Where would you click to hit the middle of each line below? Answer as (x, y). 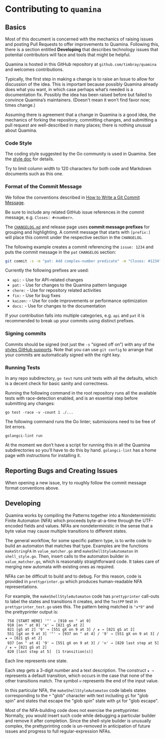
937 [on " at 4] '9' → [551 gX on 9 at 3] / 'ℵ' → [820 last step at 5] (83, 643)
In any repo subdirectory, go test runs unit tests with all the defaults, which (82, 378)
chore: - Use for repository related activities (57, 290)
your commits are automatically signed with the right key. (63, 355)
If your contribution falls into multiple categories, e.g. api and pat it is (75, 315)
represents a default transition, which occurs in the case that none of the (79, 676)
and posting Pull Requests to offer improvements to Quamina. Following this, (82, 44)
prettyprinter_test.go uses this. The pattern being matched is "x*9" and (79, 607)
